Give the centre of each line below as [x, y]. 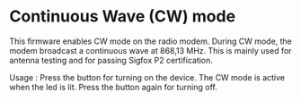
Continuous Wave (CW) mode [123, 17]
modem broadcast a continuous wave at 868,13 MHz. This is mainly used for [150, 50]
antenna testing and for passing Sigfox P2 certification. [111, 60]
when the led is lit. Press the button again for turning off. [114, 87]
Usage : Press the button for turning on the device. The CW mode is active [147, 77]
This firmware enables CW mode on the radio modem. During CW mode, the [150, 41]
